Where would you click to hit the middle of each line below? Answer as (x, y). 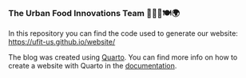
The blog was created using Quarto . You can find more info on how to (123, 57)
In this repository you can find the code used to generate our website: (123, 33)
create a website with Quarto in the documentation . (93, 66)
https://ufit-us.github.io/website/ (62, 42)
